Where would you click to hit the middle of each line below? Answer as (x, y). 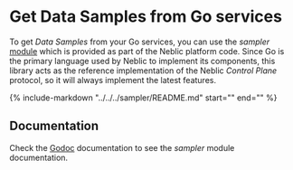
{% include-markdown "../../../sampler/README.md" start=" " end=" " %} (143, 98)
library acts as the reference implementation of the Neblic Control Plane (143, 71)
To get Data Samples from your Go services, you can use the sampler (139, 42)
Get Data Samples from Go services (146, 17)
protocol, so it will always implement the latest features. (113, 80)
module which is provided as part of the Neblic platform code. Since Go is (147, 51)
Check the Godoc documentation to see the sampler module (122, 147)
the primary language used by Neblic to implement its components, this (142, 61)
